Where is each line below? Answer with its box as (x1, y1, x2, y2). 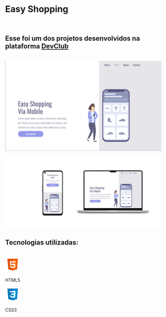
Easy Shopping (5, 3, 68, 15)
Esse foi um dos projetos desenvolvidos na (5, 34, 140, 43)
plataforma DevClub (5, 42, 69, 51)
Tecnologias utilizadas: (5, 238, 78, 247)
